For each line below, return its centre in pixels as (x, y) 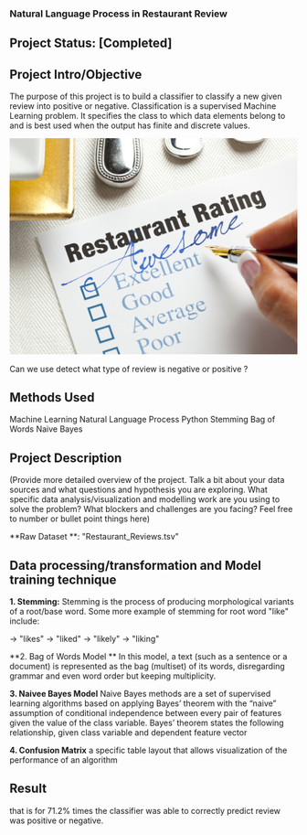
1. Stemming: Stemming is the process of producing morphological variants (152, 602)
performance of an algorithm (64, 760)
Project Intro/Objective (76, 75)
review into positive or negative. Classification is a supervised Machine (143, 106)
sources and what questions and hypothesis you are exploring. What (138, 490)
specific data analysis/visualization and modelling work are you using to (145, 499)
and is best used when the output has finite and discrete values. (130, 125)
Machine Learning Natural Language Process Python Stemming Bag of (143, 420)
